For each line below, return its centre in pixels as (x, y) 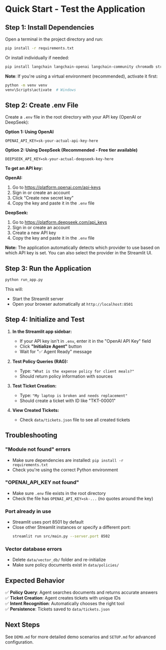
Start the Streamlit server (38, 299)
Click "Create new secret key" (43, 198)
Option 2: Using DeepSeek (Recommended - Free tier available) (71, 150)
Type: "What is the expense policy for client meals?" (77, 371)
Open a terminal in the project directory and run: (54, 39)
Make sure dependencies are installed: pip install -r (68, 460)
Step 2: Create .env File (42, 105)
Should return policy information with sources (66, 376)
